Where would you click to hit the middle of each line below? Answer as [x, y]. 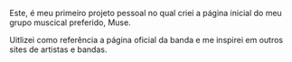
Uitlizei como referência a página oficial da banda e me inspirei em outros [146, 40]
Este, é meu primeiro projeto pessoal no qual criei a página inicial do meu [146, 13]
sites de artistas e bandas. [58, 49]
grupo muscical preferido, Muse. [70, 22]
